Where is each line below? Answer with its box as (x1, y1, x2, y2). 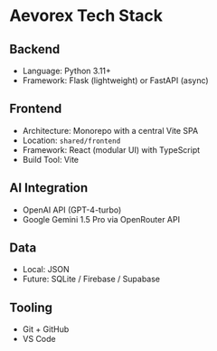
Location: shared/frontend (22, 135, 121, 146)
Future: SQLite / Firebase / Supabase (22, 273, 161, 285)
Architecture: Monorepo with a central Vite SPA (22, 125, 199, 136)
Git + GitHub (22, 324, 70, 335)
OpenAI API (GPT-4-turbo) (22, 204, 122, 215)
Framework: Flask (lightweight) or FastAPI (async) (22, 75, 210, 86)
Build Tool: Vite (22, 154, 80, 165)
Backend (9, 42, 61, 57)
